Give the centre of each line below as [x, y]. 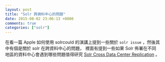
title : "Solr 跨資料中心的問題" [35, 14]
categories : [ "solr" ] [27, 28]
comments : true [21, 23]
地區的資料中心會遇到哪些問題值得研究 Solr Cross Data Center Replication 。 [82, 55]
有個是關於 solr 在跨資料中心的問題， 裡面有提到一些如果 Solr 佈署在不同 [83, 48]
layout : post [18, 10]
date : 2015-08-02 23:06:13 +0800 [39, 19]
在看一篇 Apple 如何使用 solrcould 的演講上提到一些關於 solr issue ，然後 [81, 42]
